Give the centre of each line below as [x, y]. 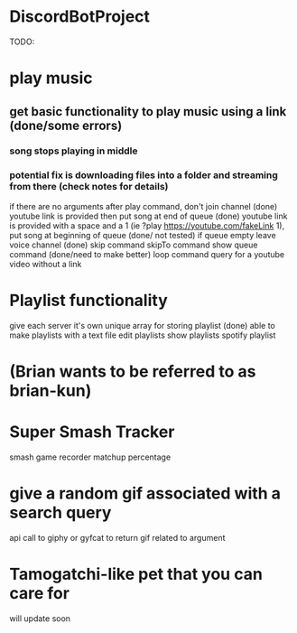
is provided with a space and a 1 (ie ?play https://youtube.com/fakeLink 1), [147, 225]
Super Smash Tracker [92, 432]
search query [60, 512]
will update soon [40, 618]
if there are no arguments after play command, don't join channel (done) [144, 206]
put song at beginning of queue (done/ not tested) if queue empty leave [143, 235]
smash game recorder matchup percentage [90, 457]
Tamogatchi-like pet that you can [136, 574]
